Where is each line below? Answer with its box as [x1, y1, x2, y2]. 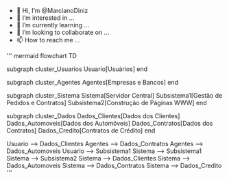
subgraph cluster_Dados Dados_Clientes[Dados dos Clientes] [6, 112, 180, 120]
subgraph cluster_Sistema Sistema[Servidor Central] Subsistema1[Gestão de [6, 92, 223, 99]
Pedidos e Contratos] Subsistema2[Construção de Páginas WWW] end [6, 99, 207, 107]
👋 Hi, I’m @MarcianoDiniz [16, 7, 88, 14]
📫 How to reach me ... [16, 36, 80, 44]
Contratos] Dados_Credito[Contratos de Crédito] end [6, 126, 156, 135]
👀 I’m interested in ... [16, 14, 75, 22]
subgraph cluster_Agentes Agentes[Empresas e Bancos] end [6, 79, 179, 86]
